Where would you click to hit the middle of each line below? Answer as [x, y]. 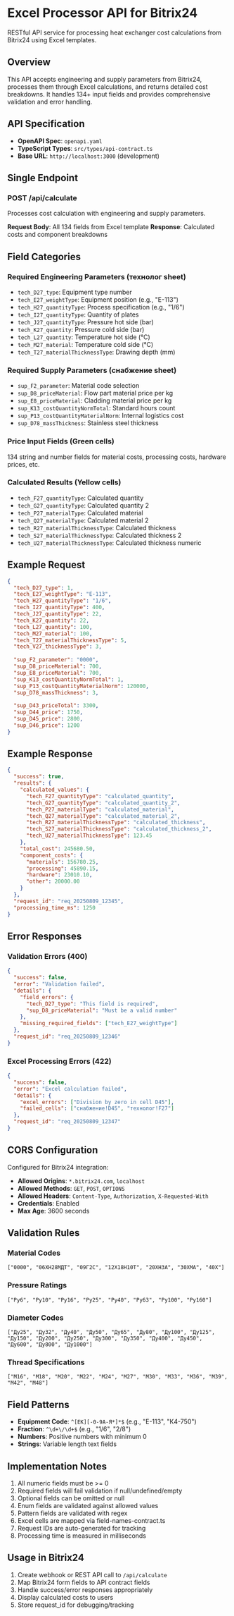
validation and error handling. [50, 102]
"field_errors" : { [47, 997]
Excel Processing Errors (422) [59, 1061]
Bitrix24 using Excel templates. [52, 39]
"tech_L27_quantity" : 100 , [53, 627]
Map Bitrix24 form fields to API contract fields [84, 1582]
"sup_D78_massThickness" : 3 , [56, 692]
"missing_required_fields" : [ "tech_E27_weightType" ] [99, 1024]
